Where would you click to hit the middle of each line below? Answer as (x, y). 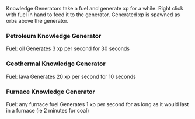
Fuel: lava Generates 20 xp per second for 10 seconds (71, 76)
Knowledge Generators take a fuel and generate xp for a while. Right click (95, 8)
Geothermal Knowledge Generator (56, 64)
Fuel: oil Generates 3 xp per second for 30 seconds (68, 48)
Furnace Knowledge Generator (51, 92)
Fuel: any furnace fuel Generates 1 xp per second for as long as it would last (97, 104)
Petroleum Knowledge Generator (54, 36)
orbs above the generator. (37, 21)
